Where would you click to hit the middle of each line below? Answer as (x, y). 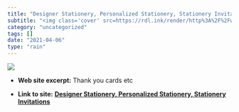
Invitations (34, 101)
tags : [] (20, 34)
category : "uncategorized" (47, 27)
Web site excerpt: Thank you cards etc (75, 80)
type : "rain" (27, 47)
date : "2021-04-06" (36, 40)
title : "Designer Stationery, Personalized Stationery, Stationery (110, 14)
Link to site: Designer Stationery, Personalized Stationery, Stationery (122, 94)
